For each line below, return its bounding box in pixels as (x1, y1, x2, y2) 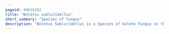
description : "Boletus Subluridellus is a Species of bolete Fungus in (5, 21, 158, 26)
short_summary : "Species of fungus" (5, 16, 82, 21)
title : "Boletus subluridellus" (5, 12, 73, 17)
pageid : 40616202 (5, 7, 42, 12)
